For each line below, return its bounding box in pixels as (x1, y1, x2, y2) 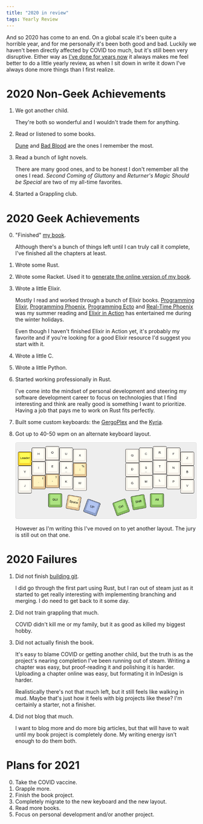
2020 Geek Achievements (6, 211, 140, 225)
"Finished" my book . (14, 231, 66, 239)
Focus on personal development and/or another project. (14, 811, 155, 818)
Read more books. (14, 804, 61, 811)
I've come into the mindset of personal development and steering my (14, 388, 187, 395)
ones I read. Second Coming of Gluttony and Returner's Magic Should (14, 172, 189, 179)
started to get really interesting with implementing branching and (14, 591, 176, 598)
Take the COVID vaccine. (14, 779, 77, 786)
